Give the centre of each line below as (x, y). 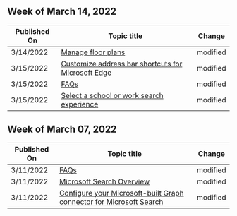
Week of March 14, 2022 (62, 12)
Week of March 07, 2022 (62, 130)
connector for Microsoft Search (111, 202)
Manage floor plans (93, 52)
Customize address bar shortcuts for (122, 64)
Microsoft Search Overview (104, 181)
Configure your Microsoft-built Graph (121, 193)
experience (80, 104)
